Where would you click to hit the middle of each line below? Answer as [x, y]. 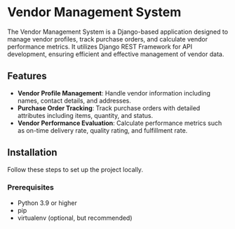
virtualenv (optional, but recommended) [75, 218]
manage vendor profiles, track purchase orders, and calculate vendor [108, 39]
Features [27, 76]
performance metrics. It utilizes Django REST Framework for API [100, 46]
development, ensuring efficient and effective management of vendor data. [116, 54]
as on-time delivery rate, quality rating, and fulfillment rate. [102, 130]
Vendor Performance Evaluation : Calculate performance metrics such [120, 123]
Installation [32, 153]
